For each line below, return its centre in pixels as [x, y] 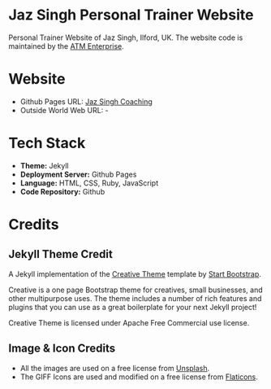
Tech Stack [47, 143]
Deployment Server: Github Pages [78, 174]
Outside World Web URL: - [65, 110]
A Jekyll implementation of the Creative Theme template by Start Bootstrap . [135, 273]
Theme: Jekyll [44, 165]
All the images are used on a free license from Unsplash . [115, 368]
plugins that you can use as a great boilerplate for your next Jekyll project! [133, 307]
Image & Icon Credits [62, 349]
